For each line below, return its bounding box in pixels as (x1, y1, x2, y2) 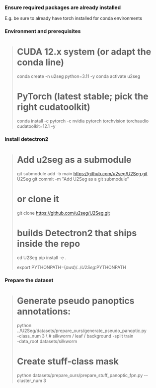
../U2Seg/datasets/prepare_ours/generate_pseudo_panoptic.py (16, 328, 147, 334)
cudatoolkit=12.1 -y (16, 123, 56, 129)
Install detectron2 (4, 136, 49, 143)
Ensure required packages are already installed (4, 4, 121, 11)
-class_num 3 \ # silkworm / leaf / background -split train (16, 333, 134, 339)
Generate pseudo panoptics (16, 295, 135, 306)
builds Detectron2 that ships (16, 228, 137, 239)
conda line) (16, 57, 64, 68)
